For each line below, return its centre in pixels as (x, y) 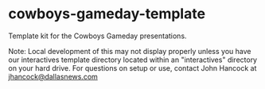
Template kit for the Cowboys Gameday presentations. (97, 36)
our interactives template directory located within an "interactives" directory (132, 60)
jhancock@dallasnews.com (53, 76)
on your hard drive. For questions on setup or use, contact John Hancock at (132, 68)
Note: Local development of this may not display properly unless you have (130, 51)
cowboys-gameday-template (107, 14)
